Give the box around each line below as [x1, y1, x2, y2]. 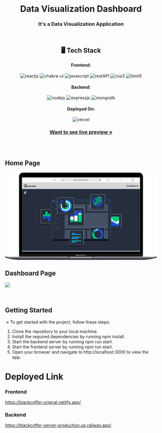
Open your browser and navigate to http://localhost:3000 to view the [12, 349, 148, 355]
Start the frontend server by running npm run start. [12, 344, 113, 350]
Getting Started [5, 306, 53, 314]
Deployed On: [67, 106, 95, 112]
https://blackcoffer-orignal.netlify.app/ [5, 400, 81, 405]
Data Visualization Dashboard [20, 3, 142, 15]
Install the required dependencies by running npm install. [12, 333, 125, 340]
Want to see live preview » [49, 129, 113, 136]
